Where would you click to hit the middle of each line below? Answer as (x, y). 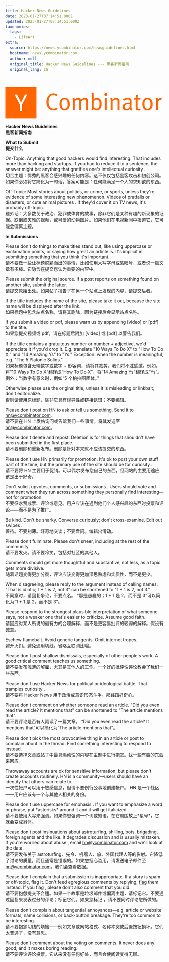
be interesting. (20, 921)
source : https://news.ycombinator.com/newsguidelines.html (73, 48)
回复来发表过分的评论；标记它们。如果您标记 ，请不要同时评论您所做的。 (85, 900)
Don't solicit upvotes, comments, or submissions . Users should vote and (81, 487)
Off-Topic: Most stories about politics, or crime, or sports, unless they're (80, 192)
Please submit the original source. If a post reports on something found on (82, 279)
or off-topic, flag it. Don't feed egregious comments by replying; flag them (82, 882)
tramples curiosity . (25, 689)
